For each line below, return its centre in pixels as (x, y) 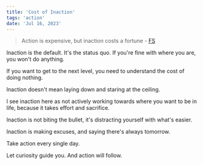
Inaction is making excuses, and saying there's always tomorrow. (88, 132)
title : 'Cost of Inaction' (41, 12)
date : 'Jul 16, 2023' (34, 23)
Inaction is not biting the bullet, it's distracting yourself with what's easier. (99, 120)
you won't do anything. (35, 59)
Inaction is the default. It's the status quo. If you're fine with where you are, (101, 53)
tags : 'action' (26, 18)
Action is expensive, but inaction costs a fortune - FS (88, 41)
